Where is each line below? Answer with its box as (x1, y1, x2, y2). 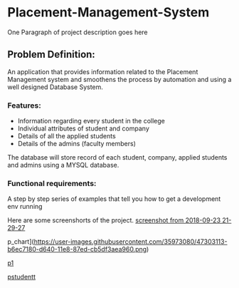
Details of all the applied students (17, 132, 116, 140)
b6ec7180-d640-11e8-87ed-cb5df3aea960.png (7, 245, 147, 254)
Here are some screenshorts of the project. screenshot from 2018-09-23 (7, 216, 221, 225)
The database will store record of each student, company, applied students (7, 153, 228, 162)
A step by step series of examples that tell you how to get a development (7, 195, 221, 203)
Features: (7, 101, 41, 110)
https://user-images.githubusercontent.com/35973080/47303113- (33, 237, 228, 246)
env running (7, 202, 43, 211)
